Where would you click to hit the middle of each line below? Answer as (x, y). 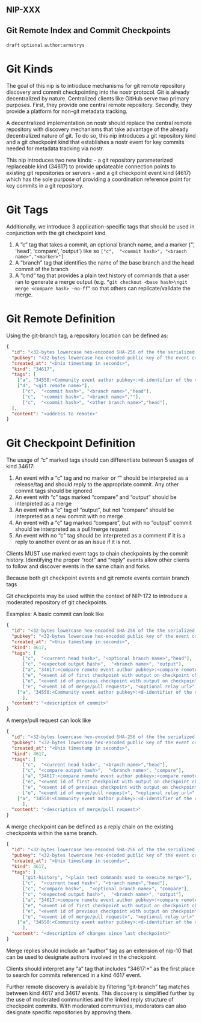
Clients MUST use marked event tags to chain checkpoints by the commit (97, 554)
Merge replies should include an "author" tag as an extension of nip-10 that (99, 950)
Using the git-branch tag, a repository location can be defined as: (87, 335)
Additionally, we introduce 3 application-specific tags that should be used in (100, 227)
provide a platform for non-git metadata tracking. (67, 111)
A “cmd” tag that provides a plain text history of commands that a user (102, 275)
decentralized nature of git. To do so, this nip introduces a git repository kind (101, 136)
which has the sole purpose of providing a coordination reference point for (99, 179)
